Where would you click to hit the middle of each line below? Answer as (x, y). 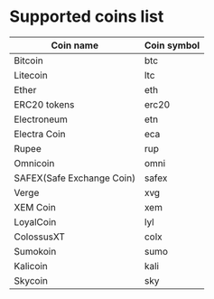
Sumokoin (35, 251)
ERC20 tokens (44, 104)
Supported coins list (87, 17)
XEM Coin (35, 207)
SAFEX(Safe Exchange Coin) (75, 178)
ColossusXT (40, 237)
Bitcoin (28, 61)
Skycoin (31, 280)
